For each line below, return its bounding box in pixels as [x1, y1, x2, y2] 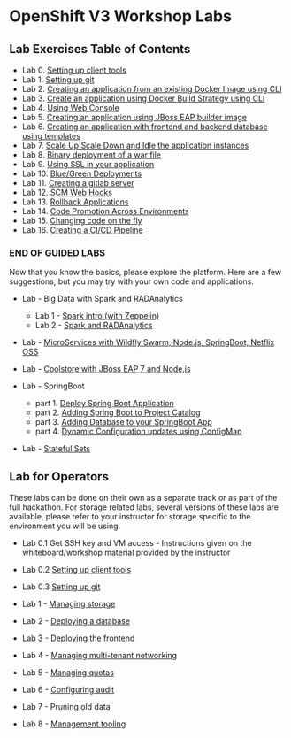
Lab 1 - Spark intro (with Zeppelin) [34, 311, 160, 321]
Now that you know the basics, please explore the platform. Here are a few [9, 267, 281, 278]
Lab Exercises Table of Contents [9, 42, 191, 57]
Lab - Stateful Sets [21, 443, 91, 454]
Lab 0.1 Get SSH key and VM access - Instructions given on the [21, 538, 252, 549]
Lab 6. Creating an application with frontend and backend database [21, 121, 268, 132]
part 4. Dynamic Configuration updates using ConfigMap [34, 427, 242, 437]
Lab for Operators [9, 469, 109, 484]
